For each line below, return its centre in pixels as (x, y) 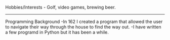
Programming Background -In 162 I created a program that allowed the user (84, 21)
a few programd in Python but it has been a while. (57, 32)
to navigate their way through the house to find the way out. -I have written (83, 27)
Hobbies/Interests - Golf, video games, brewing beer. (60, 7)
